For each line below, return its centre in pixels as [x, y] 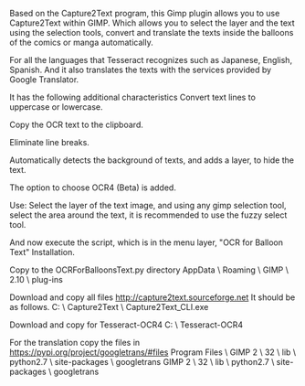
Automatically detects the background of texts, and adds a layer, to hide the [152, 160]
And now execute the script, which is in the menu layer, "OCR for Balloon [147, 242]
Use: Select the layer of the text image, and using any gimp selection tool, [148, 205]
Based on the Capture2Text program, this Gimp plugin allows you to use [145, 13]
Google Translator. [44, 80]
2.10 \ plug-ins [37, 279]
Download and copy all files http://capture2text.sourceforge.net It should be [152, 297]
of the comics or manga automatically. [81, 42]
